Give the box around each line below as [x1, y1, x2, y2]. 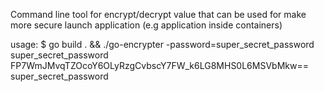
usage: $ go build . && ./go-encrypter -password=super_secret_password [10, 39, 315, 50]
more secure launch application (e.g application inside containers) [10, 19, 283, 31]
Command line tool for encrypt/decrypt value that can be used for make [10, 9, 307, 20]
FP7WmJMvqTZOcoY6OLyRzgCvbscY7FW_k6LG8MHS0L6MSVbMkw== [10, 60, 309, 71]
